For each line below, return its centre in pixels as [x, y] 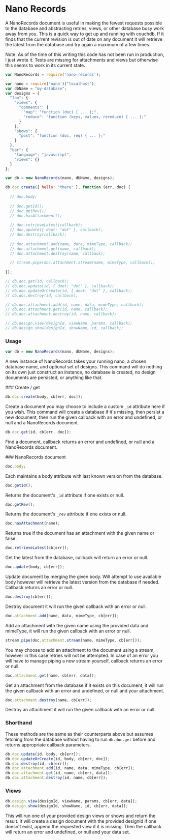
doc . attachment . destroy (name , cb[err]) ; [49, 700]
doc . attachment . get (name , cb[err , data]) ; [51, 675]
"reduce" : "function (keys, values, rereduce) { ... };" [85, 117]
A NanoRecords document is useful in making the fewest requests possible [84, 23]
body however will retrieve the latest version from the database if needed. [82, 582]
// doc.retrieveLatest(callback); [46, 225]
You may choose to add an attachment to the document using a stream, [80, 650]
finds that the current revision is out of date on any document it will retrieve [84, 39]
